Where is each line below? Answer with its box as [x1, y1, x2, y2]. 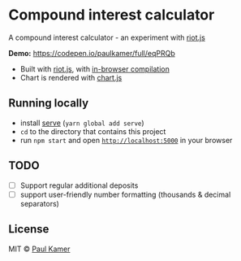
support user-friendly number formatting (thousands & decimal [19, 189, 231, 199]
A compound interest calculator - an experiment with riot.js [8, 33, 205, 42]
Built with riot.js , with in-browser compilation [19, 63, 170, 74]
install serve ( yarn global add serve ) [19, 118, 144, 128]
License [8, 222, 49, 237]
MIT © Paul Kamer [8, 244, 71, 254]
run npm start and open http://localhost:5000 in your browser [19, 135, 233, 145]
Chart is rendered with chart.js [19, 72, 123, 82]
